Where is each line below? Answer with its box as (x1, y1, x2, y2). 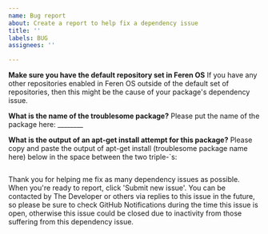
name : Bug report (8, 11, 66, 20)
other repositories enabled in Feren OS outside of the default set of (8, 79, 230, 89)
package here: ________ (8, 120, 84, 129)
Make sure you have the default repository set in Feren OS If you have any (8, 70, 258, 80)
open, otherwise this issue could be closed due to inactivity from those (8, 208, 242, 218)
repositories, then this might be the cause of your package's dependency (8, 87, 250, 97)
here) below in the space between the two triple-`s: (8, 153, 178, 162)
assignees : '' (8, 42, 56, 50)
